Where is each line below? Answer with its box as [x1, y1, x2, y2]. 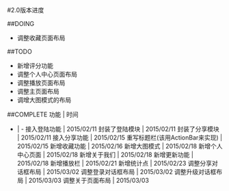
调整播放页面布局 [16, 79, 66, 87]
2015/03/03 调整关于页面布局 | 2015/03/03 [28, 177, 149, 184]
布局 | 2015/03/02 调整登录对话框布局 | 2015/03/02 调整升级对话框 [29, 168, 217, 176]
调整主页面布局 [16, 88, 59, 95]
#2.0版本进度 [7, 6, 44, 14]
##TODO [7, 47, 32, 55]
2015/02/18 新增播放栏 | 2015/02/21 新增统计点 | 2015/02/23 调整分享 [16, 160, 212, 167]
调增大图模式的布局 [16, 96, 72, 104]
